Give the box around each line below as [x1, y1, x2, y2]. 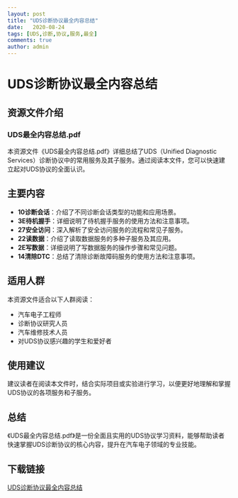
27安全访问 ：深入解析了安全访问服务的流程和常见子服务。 [17, 225, 187, 234]
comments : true [7, 37, 52, 44]
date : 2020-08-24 [7, 23, 65, 31]
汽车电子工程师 [17, 310, 62, 319]
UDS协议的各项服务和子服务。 [7, 388, 96, 397]
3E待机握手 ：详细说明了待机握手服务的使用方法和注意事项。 [17, 216, 193, 225]
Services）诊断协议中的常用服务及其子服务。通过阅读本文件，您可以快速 [7, 155, 220, 164]
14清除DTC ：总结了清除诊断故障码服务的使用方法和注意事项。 [17, 252, 200, 260]
